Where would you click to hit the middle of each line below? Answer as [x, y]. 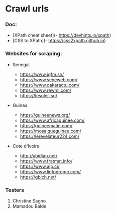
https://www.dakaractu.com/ [50, 85]
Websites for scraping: [34, 54]
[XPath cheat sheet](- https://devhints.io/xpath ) [62, 35]
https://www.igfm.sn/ [42, 74]
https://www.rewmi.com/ [46, 90]
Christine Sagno [29, 201]
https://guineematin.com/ [46, 125]
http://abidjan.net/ [39, 155]
